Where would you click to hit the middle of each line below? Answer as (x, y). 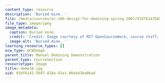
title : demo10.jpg (24, 69)
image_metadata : (22, 28)
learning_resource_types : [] (35, 46)
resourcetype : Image (26, 64)
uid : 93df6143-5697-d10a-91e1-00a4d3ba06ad (50, 73)
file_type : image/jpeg (28, 23)
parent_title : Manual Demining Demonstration (52, 55)
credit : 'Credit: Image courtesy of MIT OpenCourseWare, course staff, (84, 37)
